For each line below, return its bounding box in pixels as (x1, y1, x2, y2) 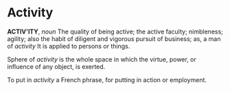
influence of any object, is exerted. (7, 62, 106, 70)
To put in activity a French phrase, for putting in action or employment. (7, 75, 207, 83)
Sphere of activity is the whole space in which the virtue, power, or (7, 55, 197, 63)
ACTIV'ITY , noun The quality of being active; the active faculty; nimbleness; (7, 27, 223, 36)
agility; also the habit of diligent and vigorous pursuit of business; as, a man (7, 34, 221, 42)
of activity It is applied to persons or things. (7, 42, 130, 50)
